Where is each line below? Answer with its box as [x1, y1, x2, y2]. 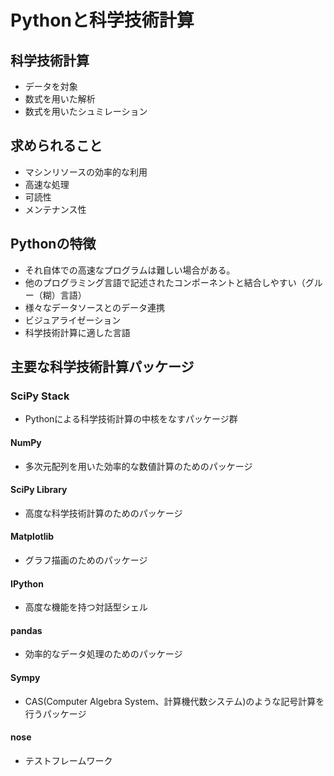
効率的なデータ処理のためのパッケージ [24, 648, 183, 660]
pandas [10, 624, 43, 636]
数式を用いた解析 [24, 93, 96, 105]
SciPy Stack [10, 389, 70, 403]
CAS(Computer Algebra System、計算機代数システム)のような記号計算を [24, 695, 325, 707]
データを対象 [24, 81, 78, 92]
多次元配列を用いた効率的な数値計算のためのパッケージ [24, 460, 253, 472]
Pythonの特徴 [10, 236, 97, 253]
